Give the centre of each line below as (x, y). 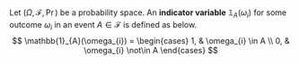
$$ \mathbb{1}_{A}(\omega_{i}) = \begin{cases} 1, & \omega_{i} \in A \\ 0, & (151, 40)
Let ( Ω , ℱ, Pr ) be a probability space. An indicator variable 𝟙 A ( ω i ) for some (148, 13)
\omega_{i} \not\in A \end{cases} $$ (151, 50)
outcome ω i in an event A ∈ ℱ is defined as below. (103, 25)
